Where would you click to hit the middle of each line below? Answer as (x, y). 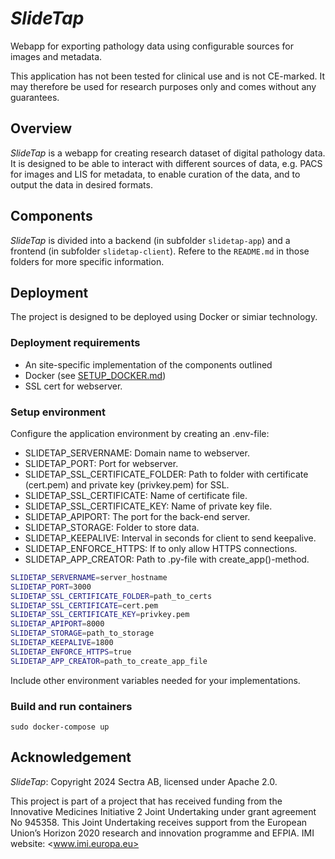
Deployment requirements (75, 343)
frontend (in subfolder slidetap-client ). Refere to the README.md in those (160, 251)
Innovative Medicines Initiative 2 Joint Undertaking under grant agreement (163, 811)
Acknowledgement (71, 757)
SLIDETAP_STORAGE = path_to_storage (82, 633)
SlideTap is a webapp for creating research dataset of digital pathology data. (168, 153)
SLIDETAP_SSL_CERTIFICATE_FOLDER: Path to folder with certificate (166, 474)
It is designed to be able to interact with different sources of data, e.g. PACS (166, 163)
